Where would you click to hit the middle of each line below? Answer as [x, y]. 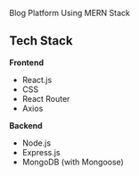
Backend [26, 125]
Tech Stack [41, 41]
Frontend [27, 63]
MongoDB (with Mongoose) [73, 162]
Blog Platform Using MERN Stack [70, 13]
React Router [46, 98]
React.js [37, 80]
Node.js [37, 143]
